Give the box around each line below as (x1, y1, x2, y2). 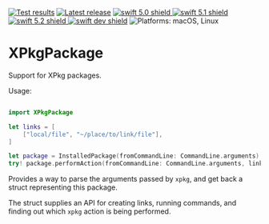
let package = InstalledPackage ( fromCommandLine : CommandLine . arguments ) (8, 152, 260, 160)
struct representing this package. (8, 182, 118, 192)
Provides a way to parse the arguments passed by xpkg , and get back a (8, 174, 243, 184)
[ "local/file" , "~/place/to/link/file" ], (22, 130, 163, 138)
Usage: (8, 86, 32, 95)
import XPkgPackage (8, 108, 74, 116)
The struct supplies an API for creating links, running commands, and (8, 198, 237, 208)
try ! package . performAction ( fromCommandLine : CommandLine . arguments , (8, 160, 246, 168)
